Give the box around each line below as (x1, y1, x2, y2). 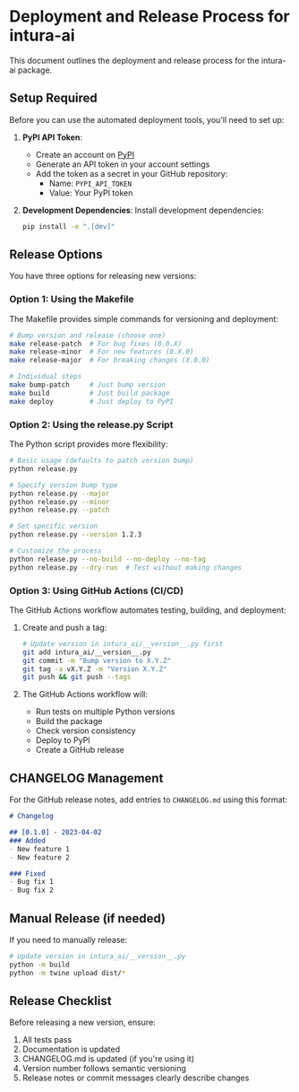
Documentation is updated (21, 1044, 121, 1055)
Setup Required (9, 91, 98, 106)
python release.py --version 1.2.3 (9, 530, 142, 539)
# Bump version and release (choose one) (9, 330, 167, 340)
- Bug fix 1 (9, 878, 54, 887)
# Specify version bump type (9, 480, 118, 490)
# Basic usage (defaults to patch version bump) (9, 456, 194, 466)
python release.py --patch (9, 505, 110, 515)
